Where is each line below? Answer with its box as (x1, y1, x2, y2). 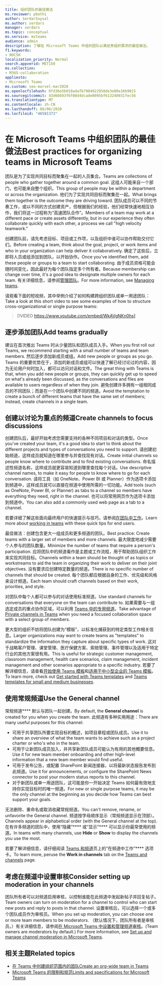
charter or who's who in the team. (12, 740, 80, 746)
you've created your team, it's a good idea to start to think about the (5, 441, 142, 447)
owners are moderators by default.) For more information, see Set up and (5, 929, 152, 934)
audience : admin (5, 39, 38, 44)
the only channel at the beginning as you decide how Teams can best (12, 791, 152, 797)
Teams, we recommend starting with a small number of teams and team (5, 347, 149, 353)
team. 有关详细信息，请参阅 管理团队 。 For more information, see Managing (5, 277, 155, 283)
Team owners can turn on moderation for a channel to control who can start (5, 899, 157, 905)
